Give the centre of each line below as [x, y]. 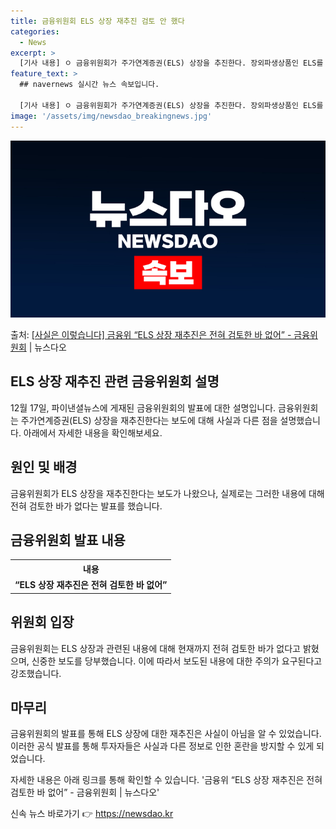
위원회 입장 [42, 622]
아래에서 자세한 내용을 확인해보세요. [93, 432]
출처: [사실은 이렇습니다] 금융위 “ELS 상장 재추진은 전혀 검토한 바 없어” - [151, 334]
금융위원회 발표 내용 [68, 540]
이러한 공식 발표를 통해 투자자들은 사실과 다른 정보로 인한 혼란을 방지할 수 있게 [162, 746]
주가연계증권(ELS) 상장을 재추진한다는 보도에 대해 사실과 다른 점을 [149, 420]
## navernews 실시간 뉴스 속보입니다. [89, 85]
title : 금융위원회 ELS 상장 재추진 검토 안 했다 [97, 21]
